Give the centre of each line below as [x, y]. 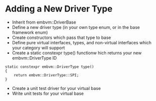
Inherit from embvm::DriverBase [44, 22]
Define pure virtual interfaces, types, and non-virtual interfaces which [82, 42]
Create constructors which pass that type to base [62, 38]
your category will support [38, 48]
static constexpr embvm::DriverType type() [50, 67]
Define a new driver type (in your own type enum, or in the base [76, 27]
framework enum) [30, 32]
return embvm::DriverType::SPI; [46, 75]
